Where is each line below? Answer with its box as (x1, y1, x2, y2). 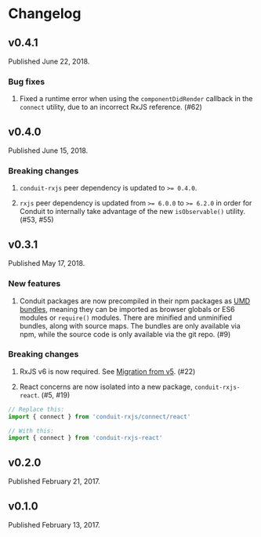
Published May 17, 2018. (8, 259, 85, 268)
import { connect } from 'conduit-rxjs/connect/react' (8, 412, 191, 420)
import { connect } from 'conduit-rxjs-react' (8, 434, 163, 442)
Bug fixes (8, 76, 45, 87)
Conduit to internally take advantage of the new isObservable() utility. (19, 207, 245, 216)
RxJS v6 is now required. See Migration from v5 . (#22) (19, 366, 196, 376)
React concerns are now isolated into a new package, (19, 382, 194, 391)
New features (8, 278, 61, 289)
